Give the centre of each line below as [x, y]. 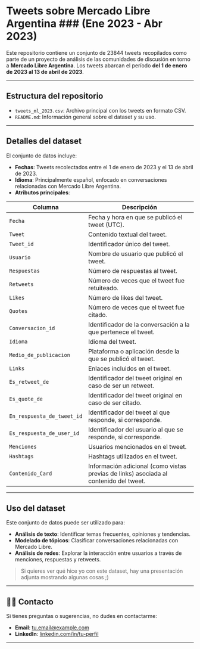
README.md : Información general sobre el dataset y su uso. [85, 117]
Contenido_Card [31, 473]
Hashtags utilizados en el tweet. [133, 456]
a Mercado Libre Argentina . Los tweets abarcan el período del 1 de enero [97, 65]
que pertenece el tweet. [121, 332]
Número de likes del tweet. [126, 297]
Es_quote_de [26, 399]
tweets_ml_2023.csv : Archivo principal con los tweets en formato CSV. [100, 110]
